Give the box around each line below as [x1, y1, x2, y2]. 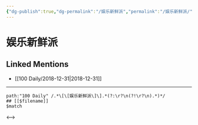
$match [6, 103, 22, 109]
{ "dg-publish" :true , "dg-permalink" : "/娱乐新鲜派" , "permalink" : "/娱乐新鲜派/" [6, 8, 193, 15]
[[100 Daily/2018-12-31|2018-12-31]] [14, 75, 102, 82]
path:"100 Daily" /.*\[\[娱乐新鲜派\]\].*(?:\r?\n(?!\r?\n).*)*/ [6, 93, 166, 99]
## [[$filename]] [6, 98, 49, 104]
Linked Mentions [6, 59, 69, 69]
